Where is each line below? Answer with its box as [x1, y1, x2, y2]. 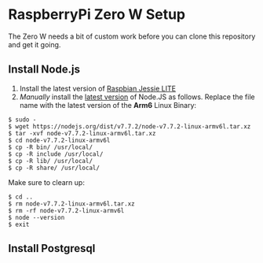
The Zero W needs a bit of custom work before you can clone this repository [8, 31, 256, 41]
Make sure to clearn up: [8, 177, 85, 187]
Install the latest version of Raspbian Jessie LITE [19, 83, 177, 93]
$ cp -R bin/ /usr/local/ [8, 143, 93, 151]
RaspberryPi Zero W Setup [8, 6, 186, 24]
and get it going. [8, 39, 61, 49]
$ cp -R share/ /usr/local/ [8, 164, 100, 172]
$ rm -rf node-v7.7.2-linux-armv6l [8, 206, 125, 214]
